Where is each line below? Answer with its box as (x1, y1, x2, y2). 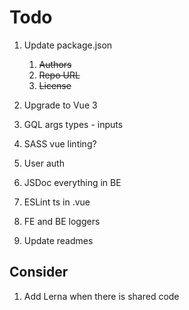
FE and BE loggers (23, 215, 101, 227)
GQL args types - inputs (23, 118, 124, 130)
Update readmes (23, 234, 94, 246)
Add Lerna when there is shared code (23, 290, 180, 302)
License (38, 79, 72, 91)
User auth (23, 157, 65, 169)
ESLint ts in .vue (23, 196, 91, 208)
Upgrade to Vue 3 (23, 99, 98, 111)
